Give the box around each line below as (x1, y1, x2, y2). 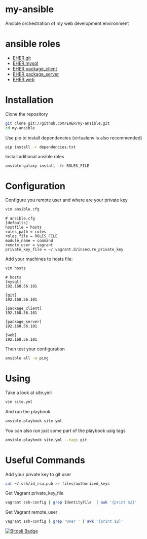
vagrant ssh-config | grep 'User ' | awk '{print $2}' (5, 519, 124, 524)
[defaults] (5, 221, 28, 226)
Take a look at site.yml (5, 389, 52, 396)
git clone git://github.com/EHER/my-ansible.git (5, 121, 110, 126)
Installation (5, 94, 54, 106)
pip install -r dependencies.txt (5, 145, 76, 150)
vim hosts (5, 266, 26, 271)
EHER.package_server (12, 71, 59, 77)
